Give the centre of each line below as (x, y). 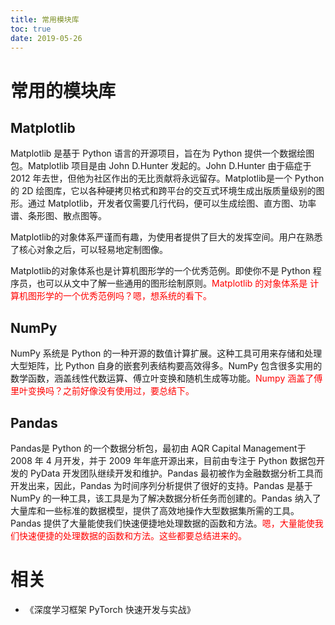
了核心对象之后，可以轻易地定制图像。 (89, 250)
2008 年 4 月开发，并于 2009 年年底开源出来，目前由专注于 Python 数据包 (163, 460)
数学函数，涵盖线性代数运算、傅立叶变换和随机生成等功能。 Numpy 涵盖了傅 (166, 378)
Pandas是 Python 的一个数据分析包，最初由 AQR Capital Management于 (158, 448)
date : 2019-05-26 (46, 38)
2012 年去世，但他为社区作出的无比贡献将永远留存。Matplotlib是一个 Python (167, 178)
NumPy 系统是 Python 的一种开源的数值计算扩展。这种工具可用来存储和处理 (166, 353)
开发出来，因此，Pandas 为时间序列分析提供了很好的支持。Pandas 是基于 (161, 485)
